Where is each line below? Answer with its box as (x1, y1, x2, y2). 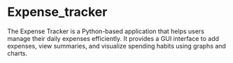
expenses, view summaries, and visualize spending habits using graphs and (7, 42, 226, 50)
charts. (7, 49, 28, 57)
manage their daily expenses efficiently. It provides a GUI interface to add (7, 34, 219, 42)
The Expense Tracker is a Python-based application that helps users (7, 27, 205, 35)
